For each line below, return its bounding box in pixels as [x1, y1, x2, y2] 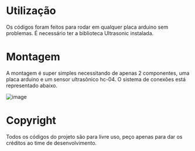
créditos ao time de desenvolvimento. [6, 139, 97, 146]
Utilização [6, 4, 56, 18]
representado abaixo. [6, 82, 57, 89]
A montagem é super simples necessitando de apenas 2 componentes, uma [6, 69, 190, 77]
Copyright [6, 114, 57, 127]
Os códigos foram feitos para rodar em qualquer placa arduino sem [6, 23, 169, 30]
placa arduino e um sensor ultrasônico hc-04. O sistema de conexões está [6, 75, 186, 83]
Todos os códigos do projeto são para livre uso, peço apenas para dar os [6, 133, 183, 140]
